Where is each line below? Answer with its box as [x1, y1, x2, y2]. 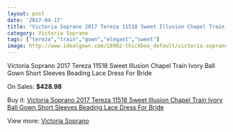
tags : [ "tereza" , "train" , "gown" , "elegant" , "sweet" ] [7, 36, 159, 43]
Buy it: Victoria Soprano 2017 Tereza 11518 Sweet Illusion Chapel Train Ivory [7, 96, 223, 104]
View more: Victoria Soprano [7, 117, 89, 125]
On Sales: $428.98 [7, 83, 62, 90]
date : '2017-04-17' [7, 17, 64, 24]
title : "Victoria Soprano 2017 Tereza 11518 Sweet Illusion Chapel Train [7, 23, 225, 30]
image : [7, 42, 26, 49]
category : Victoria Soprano [7, 29, 89, 37]
